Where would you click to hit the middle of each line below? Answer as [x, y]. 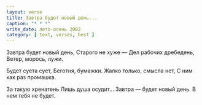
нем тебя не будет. [31, 96]
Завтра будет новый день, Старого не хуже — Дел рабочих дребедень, [100, 52]
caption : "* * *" [29, 23]
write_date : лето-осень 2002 [44, 29]
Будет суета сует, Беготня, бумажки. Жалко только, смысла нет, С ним [100, 71]
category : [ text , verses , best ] [51, 35]
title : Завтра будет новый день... [52, 18]
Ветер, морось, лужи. [35, 59]
